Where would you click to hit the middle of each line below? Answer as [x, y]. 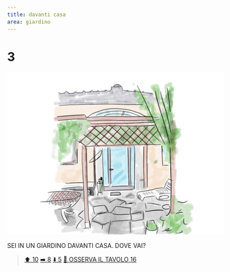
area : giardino [29, 22]
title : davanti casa [37, 14]
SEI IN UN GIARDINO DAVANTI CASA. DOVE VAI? [76, 246]
